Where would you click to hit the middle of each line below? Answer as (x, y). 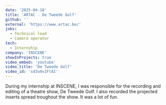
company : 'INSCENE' (26, 52)
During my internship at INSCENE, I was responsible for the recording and (83, 86)
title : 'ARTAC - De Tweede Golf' (41, 15)
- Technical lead (28, 34)
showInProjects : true (28, 57)
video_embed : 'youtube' (31, 62)
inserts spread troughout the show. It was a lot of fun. (62, 97)
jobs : (11, 29)
